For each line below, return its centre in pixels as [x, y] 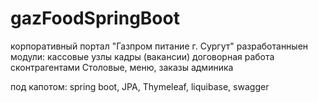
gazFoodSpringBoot [95, 18]
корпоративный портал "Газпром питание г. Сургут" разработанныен [159, 46]
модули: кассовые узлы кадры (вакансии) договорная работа [142, 56]
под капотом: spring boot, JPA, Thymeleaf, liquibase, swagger [140, 86]
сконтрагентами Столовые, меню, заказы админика [122, 67]
